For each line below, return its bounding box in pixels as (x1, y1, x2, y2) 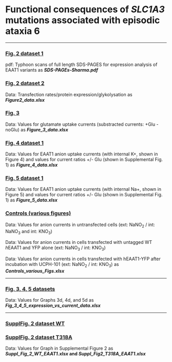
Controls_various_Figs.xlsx (5, 267, 65, 274)
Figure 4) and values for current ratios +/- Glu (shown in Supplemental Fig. (5, 156, 163, 163)
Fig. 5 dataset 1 (5, 175, 44, 182)
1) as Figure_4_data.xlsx (5, 162, 58, 168)
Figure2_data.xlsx (5, 97, 45, 103)
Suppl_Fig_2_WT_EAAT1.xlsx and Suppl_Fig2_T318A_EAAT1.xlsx (5, 351, 146, 357)
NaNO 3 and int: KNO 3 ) (5, 228, 53, 236)
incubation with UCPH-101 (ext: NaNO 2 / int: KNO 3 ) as (5, 261, 119, 268)
